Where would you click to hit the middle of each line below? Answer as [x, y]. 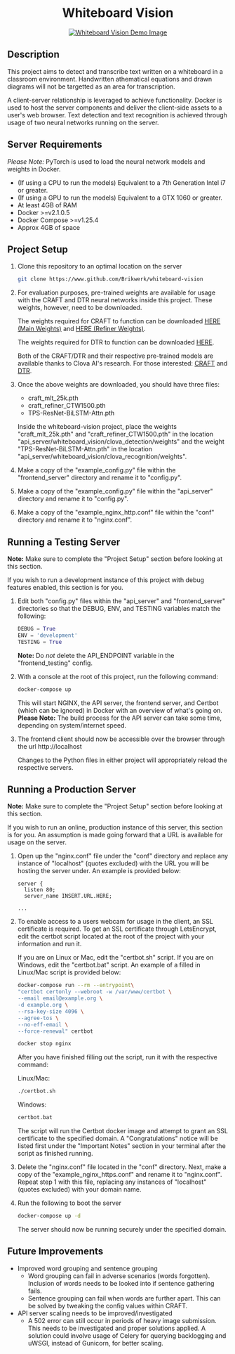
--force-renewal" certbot [55, 1031]
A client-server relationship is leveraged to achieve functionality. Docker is [115, 100]
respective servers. [45, 767]
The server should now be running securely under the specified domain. [122, 1229]
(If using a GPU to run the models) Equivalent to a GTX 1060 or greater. [120, 198]
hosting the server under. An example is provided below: [99, 871]
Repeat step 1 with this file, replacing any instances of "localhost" [112, 1182]
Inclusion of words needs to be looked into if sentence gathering [121, 1283]
